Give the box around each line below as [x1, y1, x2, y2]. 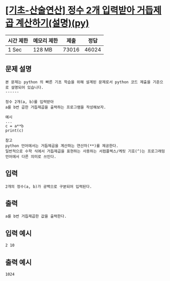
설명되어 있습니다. [11, 85, 44, 90]
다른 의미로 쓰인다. [21, 154, 56, 159]
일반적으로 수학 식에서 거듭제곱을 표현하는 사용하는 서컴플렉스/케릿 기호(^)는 [5, 148, 146, 154]
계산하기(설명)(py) [15, 17, 90, 29]
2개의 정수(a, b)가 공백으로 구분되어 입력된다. [5, 184, 92, 189]
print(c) [5, 128, 24, 133]
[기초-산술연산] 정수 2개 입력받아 [5, 5, 135, 16]
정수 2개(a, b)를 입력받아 [5, 99, 54, 105]
